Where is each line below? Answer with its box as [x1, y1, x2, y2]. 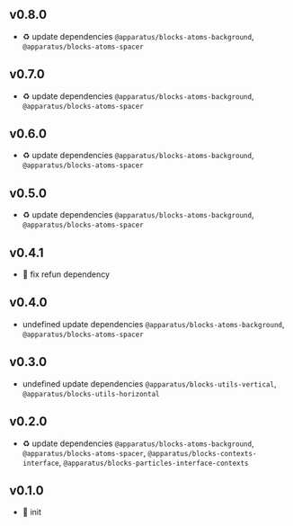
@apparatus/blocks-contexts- [147, 449, 257, 458]
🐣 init [22, 507, 42, 518]
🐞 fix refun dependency [22, 269, 111, 280]
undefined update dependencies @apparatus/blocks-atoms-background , [22, 318, 285, 329]
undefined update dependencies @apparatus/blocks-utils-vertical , [22, 378, 277, 389]
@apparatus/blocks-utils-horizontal [22, 389, 160, 398]
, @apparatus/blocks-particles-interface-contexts [58, 457, 249, 468]
